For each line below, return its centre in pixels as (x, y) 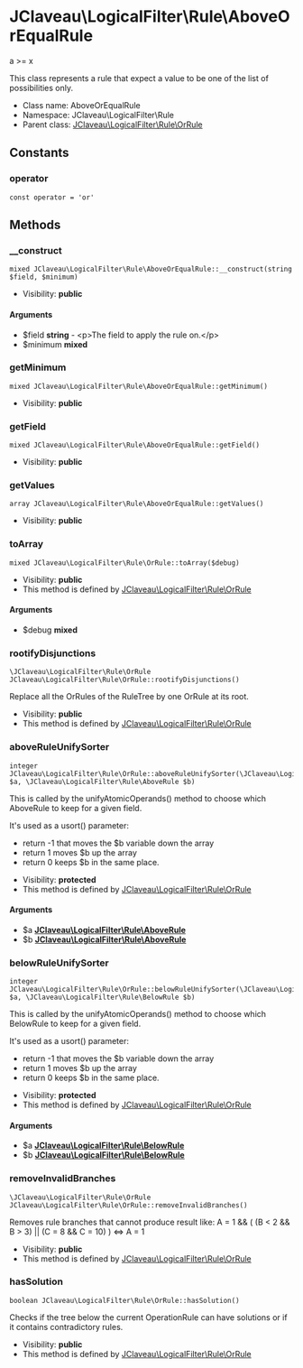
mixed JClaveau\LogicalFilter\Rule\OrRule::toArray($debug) (125, 563)
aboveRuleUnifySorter (60, 747)
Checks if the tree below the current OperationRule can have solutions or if (148, 1317)
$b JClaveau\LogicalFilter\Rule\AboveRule (104, 939)
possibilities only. (41, 88)
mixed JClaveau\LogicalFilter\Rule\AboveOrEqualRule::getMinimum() (139, 386)
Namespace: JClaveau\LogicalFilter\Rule (98, 115)
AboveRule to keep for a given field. (76, 808)
